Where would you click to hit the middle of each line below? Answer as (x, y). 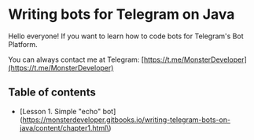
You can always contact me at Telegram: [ (76, 59)
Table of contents (52, 93)
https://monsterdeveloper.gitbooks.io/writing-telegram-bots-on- (126, 120)
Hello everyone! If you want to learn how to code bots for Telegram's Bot (126, 36)
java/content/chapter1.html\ (64, 127)
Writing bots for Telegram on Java (121, 14)
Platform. (23, 44)
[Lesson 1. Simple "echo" (60, 111)
